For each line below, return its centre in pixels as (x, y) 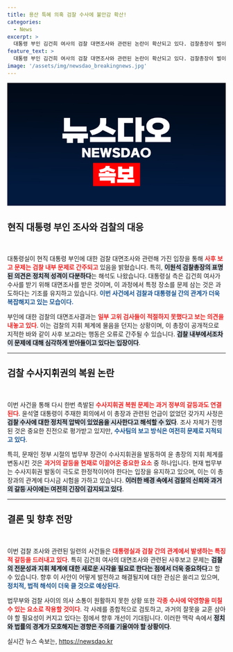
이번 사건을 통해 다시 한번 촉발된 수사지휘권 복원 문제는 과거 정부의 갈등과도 (108, 404)
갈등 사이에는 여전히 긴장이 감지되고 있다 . (69, 489)
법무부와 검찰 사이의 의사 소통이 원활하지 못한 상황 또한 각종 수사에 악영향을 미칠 (115, 600)
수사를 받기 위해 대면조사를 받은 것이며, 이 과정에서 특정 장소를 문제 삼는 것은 (111, 285)
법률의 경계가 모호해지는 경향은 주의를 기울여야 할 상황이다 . (93, 626)
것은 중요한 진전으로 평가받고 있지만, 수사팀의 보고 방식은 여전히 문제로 (109, 431)
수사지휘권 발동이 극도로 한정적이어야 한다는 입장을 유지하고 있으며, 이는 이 (115, 471)
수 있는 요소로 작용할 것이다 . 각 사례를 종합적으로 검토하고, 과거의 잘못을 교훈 (110, 609)
